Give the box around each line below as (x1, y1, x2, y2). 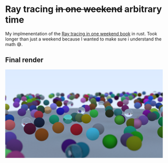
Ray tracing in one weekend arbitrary (5, 3, 162, 15)
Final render (5, 56, 43, 64)
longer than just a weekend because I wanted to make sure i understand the (5, 36, 161, 42)
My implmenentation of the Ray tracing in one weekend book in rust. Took (5, 30, 157, 36)
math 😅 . (5, 41, 23, 47)
